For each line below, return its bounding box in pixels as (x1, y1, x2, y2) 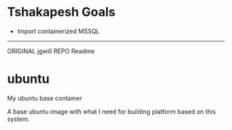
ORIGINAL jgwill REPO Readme (7, 46, 95, 55)
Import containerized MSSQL (17, 27, 100, 35)
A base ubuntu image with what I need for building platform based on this (7, 107, 216, 115)
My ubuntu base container (7, 94, 83, 102)
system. (7, 115, 30, 123)
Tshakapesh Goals (7, 4, 116, 20)
